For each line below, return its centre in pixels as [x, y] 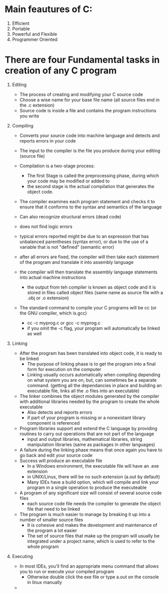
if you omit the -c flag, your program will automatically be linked [93, 328]
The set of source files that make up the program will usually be [93, 536]
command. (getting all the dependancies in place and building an [94, 385]
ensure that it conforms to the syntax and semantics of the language [91, 207]
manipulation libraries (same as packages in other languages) [91, 444]
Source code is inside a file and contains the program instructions [88, 110]
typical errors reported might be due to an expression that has [84, 236]
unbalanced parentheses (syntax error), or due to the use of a [84, 242]
